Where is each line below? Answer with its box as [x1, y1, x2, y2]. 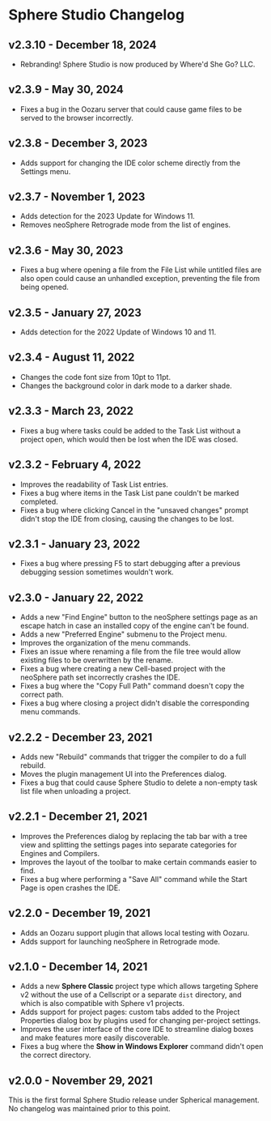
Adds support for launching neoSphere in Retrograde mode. [19, 936, 221, 946]
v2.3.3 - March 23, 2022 [8, 404, 134, 418]
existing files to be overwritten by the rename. [19, 655, 174, 665]
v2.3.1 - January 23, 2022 [8, 537, 141, 551]
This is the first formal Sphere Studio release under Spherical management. [8, 1095, 260, 1105]
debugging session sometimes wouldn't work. [19, 567, 174, 577]
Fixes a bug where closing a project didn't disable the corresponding [19, 698, 249, 708]
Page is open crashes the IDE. [19, 883, 121, 893]
